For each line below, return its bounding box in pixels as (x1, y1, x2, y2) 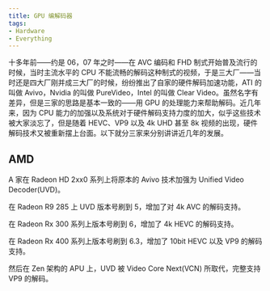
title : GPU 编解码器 (8, 11, 73, 20)
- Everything (8, 34, 53, 43)
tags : (8, 19, 27, 27)
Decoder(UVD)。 (8, 185, 65, 195)
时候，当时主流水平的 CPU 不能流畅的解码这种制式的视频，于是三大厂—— (8, 68, 255, 78)
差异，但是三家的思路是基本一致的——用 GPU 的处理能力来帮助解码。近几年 (8, 98, 261, 108)
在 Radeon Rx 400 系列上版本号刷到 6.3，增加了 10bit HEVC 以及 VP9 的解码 (8, 236, 263, 247)
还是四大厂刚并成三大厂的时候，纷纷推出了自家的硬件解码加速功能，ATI (15, 78, 253, 87)
